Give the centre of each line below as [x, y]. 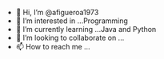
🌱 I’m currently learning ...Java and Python [86, 29]
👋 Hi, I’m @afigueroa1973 [57, 12]
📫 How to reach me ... [53, 47]
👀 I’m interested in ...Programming [72, 21]
